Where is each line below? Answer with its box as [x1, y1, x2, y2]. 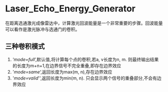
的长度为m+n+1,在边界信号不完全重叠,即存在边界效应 [12, 63, 121, 69]
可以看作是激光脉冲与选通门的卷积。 [5, 26, 80, 32]
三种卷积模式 [5, 42, 45, 51]
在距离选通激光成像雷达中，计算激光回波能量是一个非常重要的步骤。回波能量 [5, 20, 163, 26]
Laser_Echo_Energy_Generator [5, 3, 136, 14]
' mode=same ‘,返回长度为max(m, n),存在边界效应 [12, 69, 112, 75]
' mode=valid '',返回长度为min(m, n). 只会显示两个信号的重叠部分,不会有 [12, 75, 157, 81]
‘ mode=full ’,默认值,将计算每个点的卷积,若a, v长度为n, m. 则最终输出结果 [12, 56, 159, 62]
